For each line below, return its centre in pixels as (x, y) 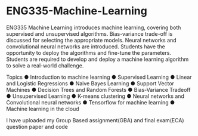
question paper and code (37, 126)
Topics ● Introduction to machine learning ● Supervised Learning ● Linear (99, 77)
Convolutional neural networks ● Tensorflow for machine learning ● (90, 102)
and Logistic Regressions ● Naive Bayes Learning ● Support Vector (90, 83)
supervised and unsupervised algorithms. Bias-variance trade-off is (89, 33)
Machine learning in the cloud (43, 109)
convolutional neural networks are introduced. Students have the (86, 47)
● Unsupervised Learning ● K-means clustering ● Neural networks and (95, 96)
